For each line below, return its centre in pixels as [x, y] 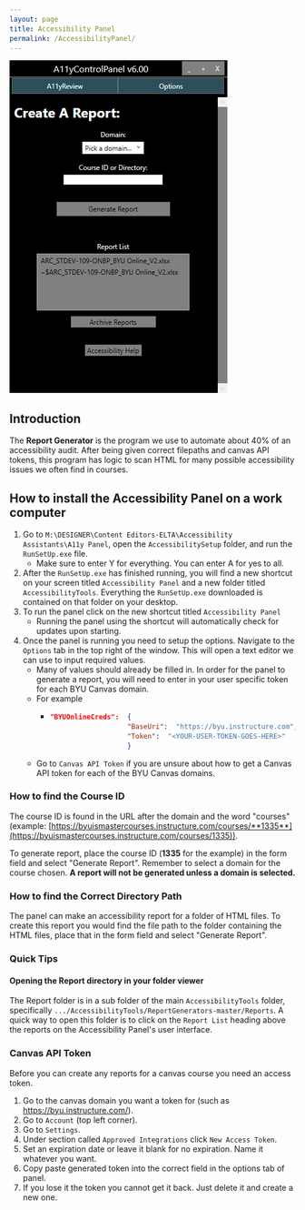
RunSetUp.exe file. [55, 554]
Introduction [45, 418]
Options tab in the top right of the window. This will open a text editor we [158, 650]
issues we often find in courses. [69, 469]
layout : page [34, 19]
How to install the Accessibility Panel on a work [146, 498]
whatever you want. [59, 1158]
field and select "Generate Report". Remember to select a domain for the [145, 862]
